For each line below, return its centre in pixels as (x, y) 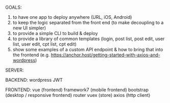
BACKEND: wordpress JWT (34, 80)
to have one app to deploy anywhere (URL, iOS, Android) (72, 17)
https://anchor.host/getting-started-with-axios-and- (106, 55)
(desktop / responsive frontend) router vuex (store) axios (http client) (78, 95)
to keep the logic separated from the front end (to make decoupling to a (88, 23)
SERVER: (15, 70)
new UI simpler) (29, 28)
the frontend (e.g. (31, 55)
